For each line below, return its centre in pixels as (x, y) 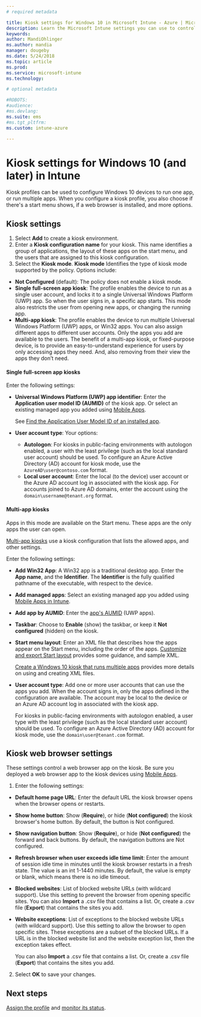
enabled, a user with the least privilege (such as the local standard (106, 451)
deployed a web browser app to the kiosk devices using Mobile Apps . (92, 774)
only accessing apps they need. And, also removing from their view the (102, 352)
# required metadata (32, 12)
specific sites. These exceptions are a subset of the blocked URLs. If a (101, 932)
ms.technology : (25, 79)
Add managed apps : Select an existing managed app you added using (102, 595)
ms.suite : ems (24, 117)
